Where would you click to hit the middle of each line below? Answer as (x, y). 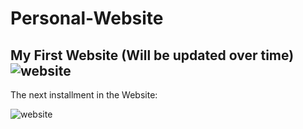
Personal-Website (87, 18)
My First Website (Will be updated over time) (152, 55)
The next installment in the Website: (84, 95)
